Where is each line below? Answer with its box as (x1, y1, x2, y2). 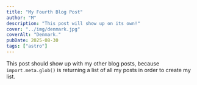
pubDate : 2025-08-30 (6, 37, 59, 43)
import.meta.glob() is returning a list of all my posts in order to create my (6, 66, 191, 73)
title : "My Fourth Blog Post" (6, 9, 84, 15)
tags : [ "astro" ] (6, 43, 48, 50)
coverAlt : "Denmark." (6, 32, 62, 38)
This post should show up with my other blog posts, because (6, 59, 160, 67)
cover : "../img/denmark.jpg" (6, 26, 81, 32)
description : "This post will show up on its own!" (6, 20, 140, 26)
